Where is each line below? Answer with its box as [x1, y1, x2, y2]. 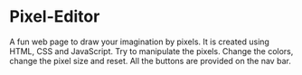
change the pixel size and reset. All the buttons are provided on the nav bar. [9, 55, 291, 66]
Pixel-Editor [9, 6, 100, 27]
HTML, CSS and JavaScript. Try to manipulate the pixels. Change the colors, [9, 45, 294, 56]
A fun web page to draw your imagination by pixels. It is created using [9, 36, 269, 47]
